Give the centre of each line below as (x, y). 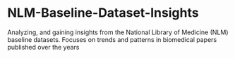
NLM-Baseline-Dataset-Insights (103, 13)
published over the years (43, 47)
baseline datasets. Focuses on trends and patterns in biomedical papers (112, 39)
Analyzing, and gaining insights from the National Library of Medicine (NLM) (118, 32)
